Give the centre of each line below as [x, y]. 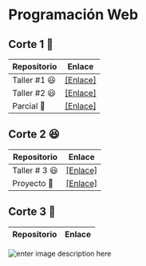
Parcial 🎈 [29, 106]
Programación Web [73, 15]
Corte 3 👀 [32, 212]
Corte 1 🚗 [31, 44]
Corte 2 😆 [34, 135]
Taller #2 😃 [34, 93]
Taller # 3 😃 [35, 170]
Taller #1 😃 [34, 80]
